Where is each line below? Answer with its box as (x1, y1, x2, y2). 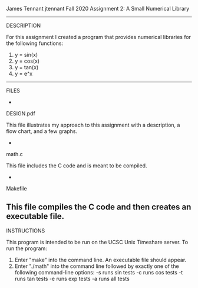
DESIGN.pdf (6, 110, 35, 117)
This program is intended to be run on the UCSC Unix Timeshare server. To (6, 238, 189, 245)
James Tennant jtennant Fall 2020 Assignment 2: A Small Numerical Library (6, 5, 190, 12)
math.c (6, 151, 24, 157)
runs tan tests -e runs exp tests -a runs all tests (14, 275, 130, 282)
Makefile (6, 185, 28, 192)
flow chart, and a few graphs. (6, 128, 78, 135)
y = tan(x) (14, 64, 39, 70)
